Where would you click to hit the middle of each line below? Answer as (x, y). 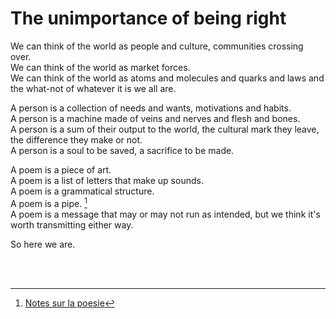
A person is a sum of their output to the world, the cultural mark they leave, (165, 129)
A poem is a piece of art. (61, 169)
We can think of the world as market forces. (100, 67)
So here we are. (43, 244)
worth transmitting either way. (72, 224)
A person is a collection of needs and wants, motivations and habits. (151, 108)
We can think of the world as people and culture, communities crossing (157, 46)
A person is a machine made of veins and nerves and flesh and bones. (155, 118)
